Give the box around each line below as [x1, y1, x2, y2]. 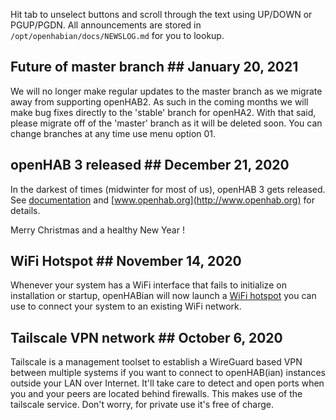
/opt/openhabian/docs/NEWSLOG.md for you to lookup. [10, 30, 225, 41]
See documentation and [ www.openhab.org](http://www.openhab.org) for [10, 194, 315, 206]
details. [10, 204, 41, 216]
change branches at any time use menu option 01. [10, 127, 217, 139]
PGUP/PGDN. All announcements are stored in [10, 19, 202, 31]
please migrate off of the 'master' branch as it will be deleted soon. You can [10, 117, 323, 129]
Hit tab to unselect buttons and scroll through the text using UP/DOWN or [10, 9, 313, 20]
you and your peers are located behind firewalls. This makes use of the [10, 388, 303, 400]
